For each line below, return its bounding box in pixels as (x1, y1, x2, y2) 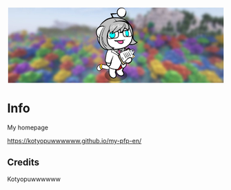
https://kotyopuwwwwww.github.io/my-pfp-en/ (7, 136, 142, 145)
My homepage (7, 123, 48, 131)
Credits (7, 156, 40, 169)
